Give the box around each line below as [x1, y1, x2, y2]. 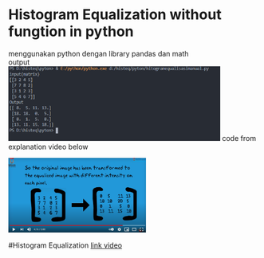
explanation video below [8, 142, 89, 151]
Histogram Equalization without [8, 6, 222, 24]
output [8, 57, 30, 67]
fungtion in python [8, 22, 134, 41]
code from [222, 133, 257, 143]
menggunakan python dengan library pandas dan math [8, 49, 189, 58]
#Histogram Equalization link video [8, 240, 122, 250]
